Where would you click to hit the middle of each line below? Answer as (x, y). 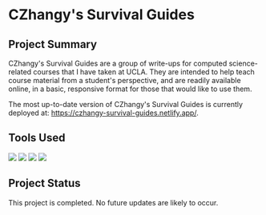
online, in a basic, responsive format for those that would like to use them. (130, 89)
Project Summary (53, 44)
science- (243, 63)
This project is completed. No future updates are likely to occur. (113, 202)
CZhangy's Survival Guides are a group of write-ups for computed (118, 63)
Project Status (45, 183)
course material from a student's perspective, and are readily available (125, 80)
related (20, 72)
